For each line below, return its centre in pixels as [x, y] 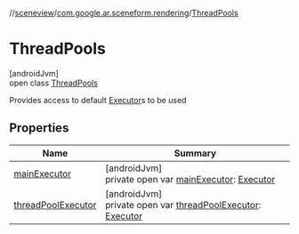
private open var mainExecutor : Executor [190, 179]
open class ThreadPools [53, 83]
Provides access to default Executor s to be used [98, 100]
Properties [39, 128]
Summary [195, 153]
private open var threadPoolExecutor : [183, 205]
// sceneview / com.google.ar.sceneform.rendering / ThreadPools [124, 13]
